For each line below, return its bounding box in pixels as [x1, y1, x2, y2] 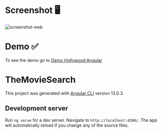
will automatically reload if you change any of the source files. [5, 122, 129, 128]
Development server [5, 104, 68, 113]
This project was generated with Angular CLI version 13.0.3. [5, 90, 124, 96]
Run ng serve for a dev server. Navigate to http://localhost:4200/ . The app [5, 117, 158, 123]
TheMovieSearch [5, 74, 76, 86]
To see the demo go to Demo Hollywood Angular [5, 57, 103, 63]
